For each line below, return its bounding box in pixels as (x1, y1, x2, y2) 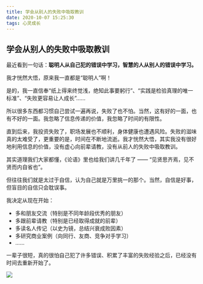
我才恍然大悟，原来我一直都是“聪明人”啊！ (6, 74, 112, 82)
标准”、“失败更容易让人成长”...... (6, 94, 86, 102)
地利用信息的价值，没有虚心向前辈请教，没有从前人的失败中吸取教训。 (6, 143, 181, 150)
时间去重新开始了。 (6, 259, 54, 266)
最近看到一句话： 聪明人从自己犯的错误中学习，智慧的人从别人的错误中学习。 (6, 61, 197, 68)
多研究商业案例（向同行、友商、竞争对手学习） (14, 233, 132, 240)
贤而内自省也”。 (6, 163, 47, 171)
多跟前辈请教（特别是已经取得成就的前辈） (14, 217, 121, 225)
